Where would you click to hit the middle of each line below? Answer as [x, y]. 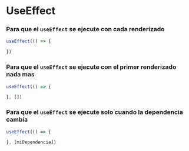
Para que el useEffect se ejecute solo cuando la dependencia [95, 112]
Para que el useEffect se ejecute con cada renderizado [85, 29]
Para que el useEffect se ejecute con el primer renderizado [91, 67]
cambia [17, 120]
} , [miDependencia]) [31, 142]
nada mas [20, 75]
